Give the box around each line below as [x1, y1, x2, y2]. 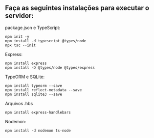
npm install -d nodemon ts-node [5, 128, 71, 133]
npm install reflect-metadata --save [5, 87, 82, 92]
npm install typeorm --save [5, 83, 63, 88]
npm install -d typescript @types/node [5, 38, 87, 43]
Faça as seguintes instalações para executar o [5, 4, 150, 12]
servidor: [5, 12, 34, 20]
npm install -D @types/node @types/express [5, 65, 95, 70]
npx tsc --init [5, 43, 36, 48]
